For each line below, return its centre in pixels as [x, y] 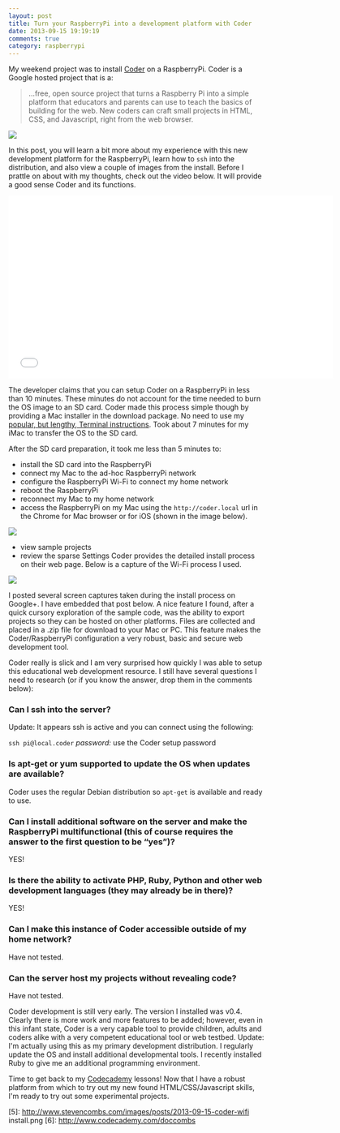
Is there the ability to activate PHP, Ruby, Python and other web [136, 880]
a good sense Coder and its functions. [72, 185]
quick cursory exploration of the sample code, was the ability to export [127, 612]
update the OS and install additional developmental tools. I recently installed [135, 1054]
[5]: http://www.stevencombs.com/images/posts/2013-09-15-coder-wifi [129, 1111]
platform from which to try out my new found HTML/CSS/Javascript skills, [132, 1087]
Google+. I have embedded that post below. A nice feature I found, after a [131, 604]
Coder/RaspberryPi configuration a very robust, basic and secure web [126, 638]
